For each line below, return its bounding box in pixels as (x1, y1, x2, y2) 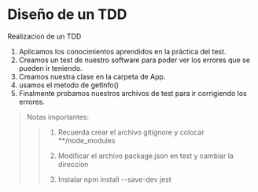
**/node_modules (57, 135, 116, 145)
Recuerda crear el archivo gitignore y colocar (57, 127, 205, 137)
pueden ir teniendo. (18, 63, 83, 72)
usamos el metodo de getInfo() (18, 80, 120, 90)
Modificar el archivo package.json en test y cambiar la (57, 151, 234, 161)
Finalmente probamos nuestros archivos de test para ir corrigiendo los (18, 88, 247, 98)
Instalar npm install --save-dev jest (57, 175, 172, 184)
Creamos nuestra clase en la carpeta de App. (18, 72, 166, 81)
